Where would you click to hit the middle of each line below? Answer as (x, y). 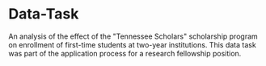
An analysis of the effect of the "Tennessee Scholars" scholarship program (133, 36)
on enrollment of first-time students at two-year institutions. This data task (132, 44)
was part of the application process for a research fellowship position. (125, 53)
